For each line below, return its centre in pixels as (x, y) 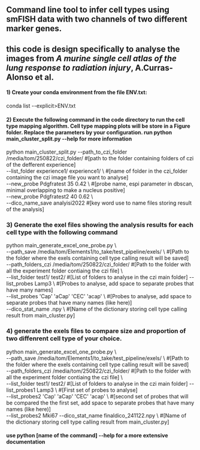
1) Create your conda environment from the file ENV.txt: (77, 92)
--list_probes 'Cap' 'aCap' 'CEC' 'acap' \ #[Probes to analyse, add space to (99, 296)
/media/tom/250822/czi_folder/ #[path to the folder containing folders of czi (100, 158)
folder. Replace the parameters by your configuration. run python (89, 132)
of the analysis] (25, 209)
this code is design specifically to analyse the (93, 49)
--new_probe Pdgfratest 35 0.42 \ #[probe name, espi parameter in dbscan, (100, 184)
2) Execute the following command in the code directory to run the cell (96, 119)
